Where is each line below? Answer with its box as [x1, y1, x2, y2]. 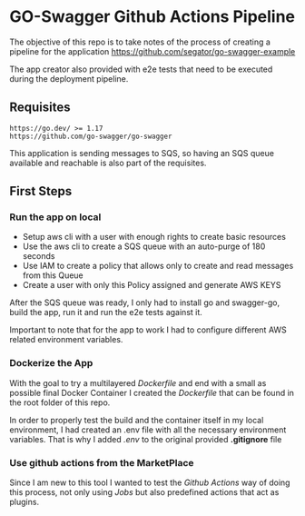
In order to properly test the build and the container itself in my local [9, 414, 264, 425]
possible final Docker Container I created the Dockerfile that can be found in [9, 387, 295, 398]
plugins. [9, 497, 39, 508]
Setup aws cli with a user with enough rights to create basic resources [22, 232, 286, 243]
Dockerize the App [9, 357, 93, 370]
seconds [22, 251, 55, 262]
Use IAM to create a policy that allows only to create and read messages [22, 261, 294, 272]
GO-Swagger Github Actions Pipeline [9, 6, 296, 27]
